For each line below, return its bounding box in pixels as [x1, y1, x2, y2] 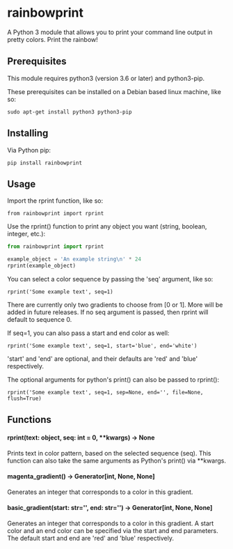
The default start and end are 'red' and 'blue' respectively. [7, 534, 174, 542]
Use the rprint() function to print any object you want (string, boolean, [7, 222, 207, 231]
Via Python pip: [7, 146, 51, 154]
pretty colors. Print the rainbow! [7, 35, 99, 43]
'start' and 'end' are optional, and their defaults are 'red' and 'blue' [7, 355, 198, 363]
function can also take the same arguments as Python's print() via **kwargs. [7, 456, 227, 465]
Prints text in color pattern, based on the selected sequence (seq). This [7, 449, 211, 457]
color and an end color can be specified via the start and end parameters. [7, 527, 218, 534]
